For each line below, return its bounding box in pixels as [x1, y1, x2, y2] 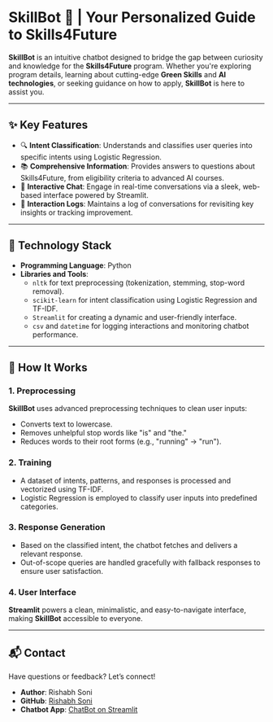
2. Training [8, 457, 52, 468]
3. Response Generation [8, 522, 106, 533]
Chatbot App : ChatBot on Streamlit [19, 704, 138, 714]
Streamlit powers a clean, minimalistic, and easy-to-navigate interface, [8, 605, 246, 615]
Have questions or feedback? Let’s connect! [8, 672, 156, 681]
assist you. [8, 86, 45, 97]
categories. [19, 501, 58, 511]
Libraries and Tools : [19, 269, 89, 278]
